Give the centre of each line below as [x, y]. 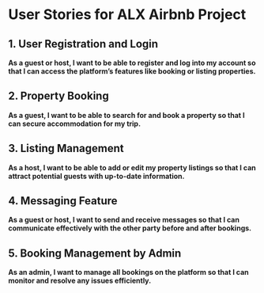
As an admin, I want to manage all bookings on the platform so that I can [128, 272]
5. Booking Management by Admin [95, 253]
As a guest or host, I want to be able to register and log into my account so [132, 63]
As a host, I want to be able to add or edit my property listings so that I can [132, 167]
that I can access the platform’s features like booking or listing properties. [132, 71]
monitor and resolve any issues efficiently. [80, 281]
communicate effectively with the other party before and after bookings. [130, 228]
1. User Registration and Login [83, 44]
